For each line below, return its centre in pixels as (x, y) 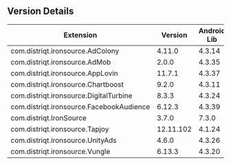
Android (212, 30)
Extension (80, 35)
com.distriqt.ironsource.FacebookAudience (80, 107)
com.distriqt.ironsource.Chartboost (67, 84)
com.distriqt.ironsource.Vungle (60, 151)
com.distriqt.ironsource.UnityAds (64, 140)
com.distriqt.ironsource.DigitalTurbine (71, 96)
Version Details (41, 11)
